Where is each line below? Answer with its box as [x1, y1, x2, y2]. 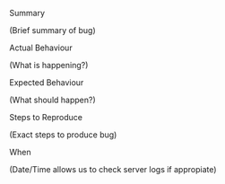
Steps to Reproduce [9, 112, 83, 122]
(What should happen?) [9, 94, 96, 105]
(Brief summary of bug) [9, 25, 96, 35]
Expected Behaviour [9, 77, 84, 88]
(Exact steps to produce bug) [9, 129, 117, 140]
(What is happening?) [9, 60, 89, 70]
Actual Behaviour [9, 42, 74, 53]
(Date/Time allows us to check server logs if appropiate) [9, 164, 217, 174]
